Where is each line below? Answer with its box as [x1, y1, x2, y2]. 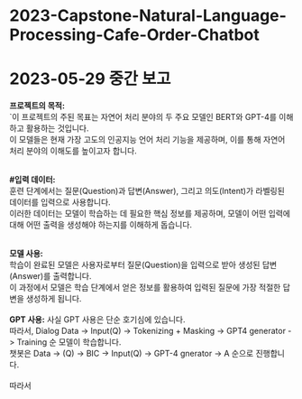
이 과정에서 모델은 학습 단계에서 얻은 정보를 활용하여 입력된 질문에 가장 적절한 [9, 282, 281, 293]
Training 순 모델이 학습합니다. [16, 337, 122, 348]
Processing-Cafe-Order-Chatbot [9, 24, 260, 45]
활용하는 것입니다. [25, 123, 89, 134]
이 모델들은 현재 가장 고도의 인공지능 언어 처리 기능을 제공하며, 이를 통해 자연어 [9, 135, 286, 145]
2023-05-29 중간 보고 [9, 69, 171, 89]
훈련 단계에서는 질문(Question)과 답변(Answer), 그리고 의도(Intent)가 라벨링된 [9, 186, 286, 197]
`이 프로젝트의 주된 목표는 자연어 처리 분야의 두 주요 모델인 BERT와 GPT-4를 [9, 112, 278, 123]
